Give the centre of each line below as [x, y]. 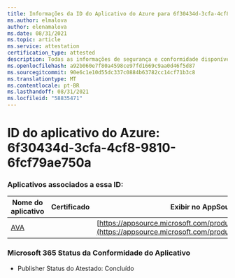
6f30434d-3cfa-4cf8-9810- [92, 148]
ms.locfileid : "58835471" [45, 99]
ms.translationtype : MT [42, 79]
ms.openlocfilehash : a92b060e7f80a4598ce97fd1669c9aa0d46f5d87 [101, 66]
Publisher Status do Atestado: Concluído [76, 268]
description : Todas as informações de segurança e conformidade [103, 60]
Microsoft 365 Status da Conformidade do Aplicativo [99, 253]
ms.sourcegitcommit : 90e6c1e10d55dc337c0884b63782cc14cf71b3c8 [101, 72]
